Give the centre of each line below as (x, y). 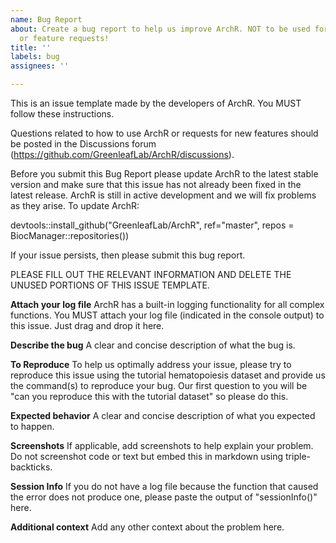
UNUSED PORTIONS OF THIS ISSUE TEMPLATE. (110, 285)
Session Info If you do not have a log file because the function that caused (164, 486)
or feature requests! (64, 38)
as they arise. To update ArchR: (75, 205)
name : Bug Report (46, 19)
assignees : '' (40, 66)
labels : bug (35, 57)
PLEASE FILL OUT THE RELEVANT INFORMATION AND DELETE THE (151, 274)
